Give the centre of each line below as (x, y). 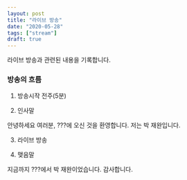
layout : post (26, 13)
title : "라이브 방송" (35, 20)
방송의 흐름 (25, 80)
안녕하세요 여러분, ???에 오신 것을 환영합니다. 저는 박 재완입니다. (94, 125)
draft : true (24, 39)
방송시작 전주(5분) (42, 96)
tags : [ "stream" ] (32, 33)
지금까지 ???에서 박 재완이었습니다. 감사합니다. (70, 170)
